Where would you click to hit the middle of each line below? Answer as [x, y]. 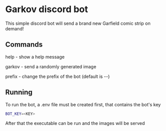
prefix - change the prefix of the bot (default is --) [58, 76]
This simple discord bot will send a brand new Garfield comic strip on [78, 23]
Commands [24, 45]
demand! [15, 28]
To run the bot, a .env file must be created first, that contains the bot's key [83, 104]
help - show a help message [35, 57]
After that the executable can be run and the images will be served [75, 123]
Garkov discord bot [47, 9]
